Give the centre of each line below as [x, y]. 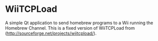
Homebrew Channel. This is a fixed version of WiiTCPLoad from [70, 28]
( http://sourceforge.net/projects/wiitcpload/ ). [51, 33]
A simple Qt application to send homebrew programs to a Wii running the [79, 23]
